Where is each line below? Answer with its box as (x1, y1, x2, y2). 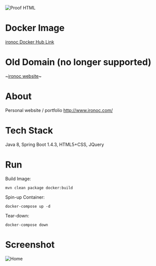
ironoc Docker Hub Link (5, 39, 54, 45)
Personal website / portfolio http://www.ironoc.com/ (5, 107, 113, 113)
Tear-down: (5, 212, 29, 218)
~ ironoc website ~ (5, 73, 42, 79)
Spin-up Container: (5, 194, 45, 200)
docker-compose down (5, 222, 49, 227)
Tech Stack (5, 125, 53, 136)
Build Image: (5, 176, 31, 182)
